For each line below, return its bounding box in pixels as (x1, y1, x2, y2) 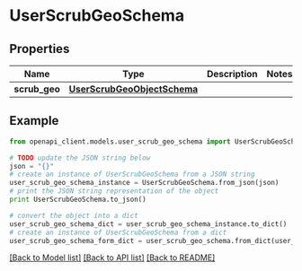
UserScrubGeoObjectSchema (68, 83, 199, 95)
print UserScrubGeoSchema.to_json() (9, 195, 147, 205)
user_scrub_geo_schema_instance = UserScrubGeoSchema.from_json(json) (9, 179, 280, 188)
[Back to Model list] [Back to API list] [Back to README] (9, 252, 216, 263)
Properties (9, 41, 70, 57)
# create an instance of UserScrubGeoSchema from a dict (9, 228, 227, 237)
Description (206, 68, 258, 80)
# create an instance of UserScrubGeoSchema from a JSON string (9, 170, 255, 179)
